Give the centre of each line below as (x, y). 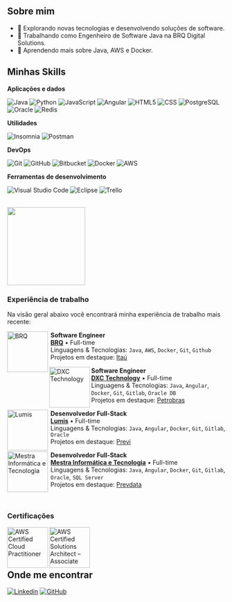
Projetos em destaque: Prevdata (96, 484)
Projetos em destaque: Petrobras (138, 400)
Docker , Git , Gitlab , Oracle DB (134, 392)
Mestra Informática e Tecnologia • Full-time (114, 462)
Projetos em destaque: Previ (91, 441)
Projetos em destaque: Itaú (89, 357)
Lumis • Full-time (75, 420)
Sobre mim (31, 11)
